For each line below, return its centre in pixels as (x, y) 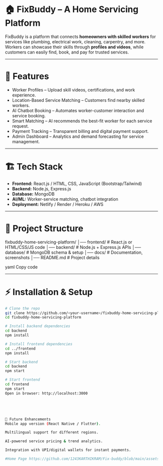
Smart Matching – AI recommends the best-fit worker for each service (82, 121)
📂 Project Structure (44, 228)
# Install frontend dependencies (39, 344)
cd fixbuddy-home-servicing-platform (43, 317)
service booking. (29, 115)
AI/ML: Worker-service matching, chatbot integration (65, 199)
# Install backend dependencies (38, 326)
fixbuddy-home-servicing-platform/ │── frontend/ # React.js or (69, 242)
